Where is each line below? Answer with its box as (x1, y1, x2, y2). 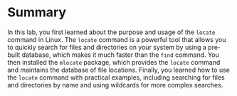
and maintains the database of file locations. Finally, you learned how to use (7, 65, 230, 74)
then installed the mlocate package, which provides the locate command (7, 58, 221, 66)
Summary (7, 4, 66, 21)
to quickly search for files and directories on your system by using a (7, 43, 206, 51)
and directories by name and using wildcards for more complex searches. (7, 80, 223, 89)
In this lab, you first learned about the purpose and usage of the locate (7, 28, 216, 36)
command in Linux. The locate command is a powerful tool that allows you (7, 35, 226, 43)
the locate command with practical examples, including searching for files (7, 73, 226, 82)
